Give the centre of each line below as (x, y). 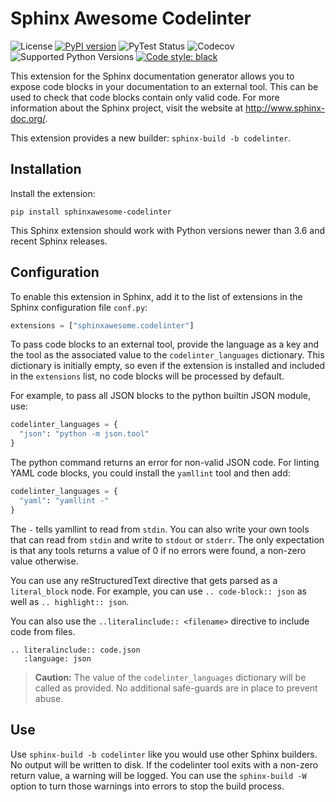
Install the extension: (53, 193)
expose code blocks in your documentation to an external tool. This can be (164, 86)
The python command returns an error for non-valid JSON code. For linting (165, 463)
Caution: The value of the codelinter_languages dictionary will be (170, 677)
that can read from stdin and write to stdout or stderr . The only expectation (167, 539)
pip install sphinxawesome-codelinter (91, 212)
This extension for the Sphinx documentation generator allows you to (152, 76)
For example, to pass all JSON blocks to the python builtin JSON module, (161, 396)
